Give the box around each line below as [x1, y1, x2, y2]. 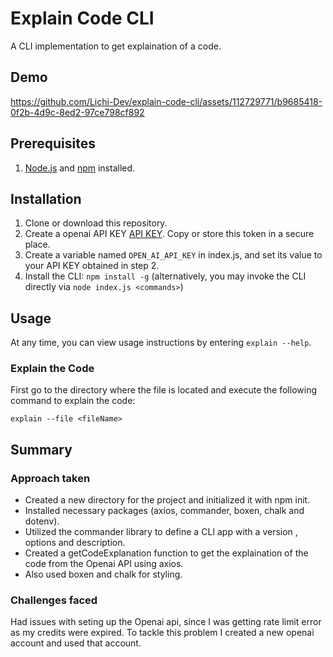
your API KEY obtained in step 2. [24, 260, 160, 272]
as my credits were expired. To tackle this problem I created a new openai [10, 627, 315, 639]
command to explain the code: [10, 395, 136, 407]
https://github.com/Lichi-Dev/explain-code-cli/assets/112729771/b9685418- [10, 95, 323, 107]
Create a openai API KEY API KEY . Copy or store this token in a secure [24, 228, 315, 240]
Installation [10, 190, 82, 207]
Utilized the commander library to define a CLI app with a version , [24, 526, 298, 538]
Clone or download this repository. [24, 217, 168, 229]
